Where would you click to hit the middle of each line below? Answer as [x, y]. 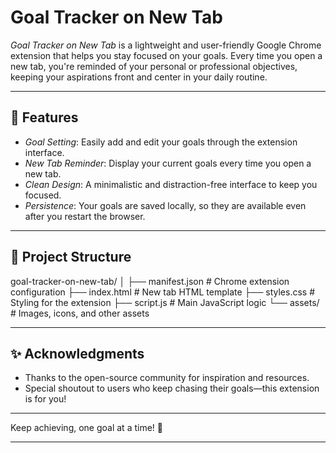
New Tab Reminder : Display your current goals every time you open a [168, 163]
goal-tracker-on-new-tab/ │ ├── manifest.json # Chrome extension [150, 281]
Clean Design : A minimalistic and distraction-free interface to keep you [171, 184]
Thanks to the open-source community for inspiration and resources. [167, 378]
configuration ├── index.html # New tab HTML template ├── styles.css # [162, 292]
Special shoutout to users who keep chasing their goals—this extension [172, 388]
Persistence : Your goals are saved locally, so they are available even [165, 205]
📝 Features [44, 117]
